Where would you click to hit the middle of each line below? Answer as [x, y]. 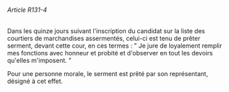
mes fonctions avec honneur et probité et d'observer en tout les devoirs [110, 53]
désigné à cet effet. [35, 81]
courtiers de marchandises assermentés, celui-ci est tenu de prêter [104, 39]
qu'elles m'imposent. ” [39, 61]
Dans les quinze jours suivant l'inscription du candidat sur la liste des [106, 31]
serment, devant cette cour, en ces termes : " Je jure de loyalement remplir [115, 46]
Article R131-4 [27, 10]
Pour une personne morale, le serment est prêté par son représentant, [108, 74]
